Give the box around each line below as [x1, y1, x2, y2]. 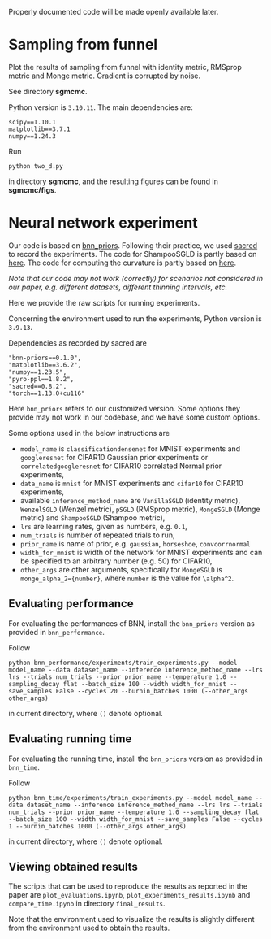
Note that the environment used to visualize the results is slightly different [8, 915, 255, 924]
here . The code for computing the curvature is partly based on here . [8, 258, 237, 267]
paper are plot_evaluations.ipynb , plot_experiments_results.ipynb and [8, 890, 251, 900]
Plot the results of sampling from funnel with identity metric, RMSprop [8, 62, 242, 72]
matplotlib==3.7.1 [8, 125, 71, 133]
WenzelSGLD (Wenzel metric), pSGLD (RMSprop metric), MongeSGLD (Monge [19, 504, 260, 514]
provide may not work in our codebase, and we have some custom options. [8, 412, 260, 422]
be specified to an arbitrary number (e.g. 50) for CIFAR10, [19, 556, 213, 566]
